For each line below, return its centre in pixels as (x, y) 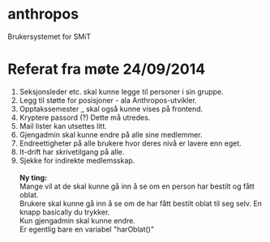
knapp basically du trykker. (64, 212)
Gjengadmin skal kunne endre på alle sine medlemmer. (111, 134)
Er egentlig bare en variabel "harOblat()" (87, 229)
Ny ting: (33, 177)
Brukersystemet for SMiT (49, 36)
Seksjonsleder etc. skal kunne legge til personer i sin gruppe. (121, 91)
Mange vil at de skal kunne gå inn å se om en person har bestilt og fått (137, 186)
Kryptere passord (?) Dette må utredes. (85, 117)
